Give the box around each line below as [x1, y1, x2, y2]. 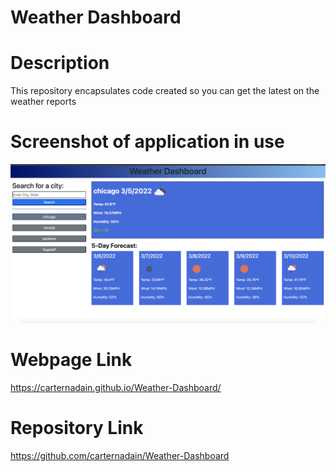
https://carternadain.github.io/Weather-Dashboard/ [10, 381, 222, 393]
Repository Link [10, 417, 144, 440]
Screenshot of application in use [10, 131, 285, 153]
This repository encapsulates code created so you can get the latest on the [10, 85, 320, 97]
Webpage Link [10, 349, 133, 371]
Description [10, 52, 110, 75]
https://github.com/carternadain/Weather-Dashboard [10, 449, 230, 461]
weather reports [10, 96, 77, 108]
